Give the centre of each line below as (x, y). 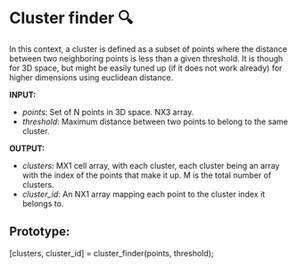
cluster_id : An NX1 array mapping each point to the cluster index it (144, 194)
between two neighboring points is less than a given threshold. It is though (146, 58)
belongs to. (43, 204)
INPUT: (23, 95)
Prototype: (40, 232)
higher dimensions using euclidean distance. (91, 77)
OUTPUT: (27, 148)
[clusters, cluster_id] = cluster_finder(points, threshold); (111, 253)
